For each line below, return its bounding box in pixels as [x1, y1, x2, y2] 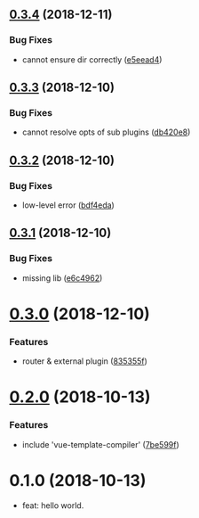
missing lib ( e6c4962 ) [21, 272, 103, 284]
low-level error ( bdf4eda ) [21, 200, 115, 210]
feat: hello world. [21, 499, 84, 511]
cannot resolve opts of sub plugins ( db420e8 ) [21, 127, 191, 137]
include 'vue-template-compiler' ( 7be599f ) [21, 439, 179, 449]
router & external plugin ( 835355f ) [21, 356, 148, 366]
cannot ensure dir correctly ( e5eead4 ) [21, 53, 163, 65]
